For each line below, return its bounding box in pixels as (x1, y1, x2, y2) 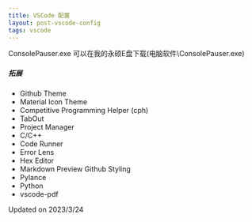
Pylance (19, 173, 47, 182)
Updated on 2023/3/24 (8, 205, 84, 214)
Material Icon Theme (19, 97, 88, 107)
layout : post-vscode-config (8, 19, 101, 27)
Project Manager (19, 122, 74, 132)
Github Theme (19, 88, 67, 99)
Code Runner (19, 139, 63, 149)
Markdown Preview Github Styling (19, 164, 131, 174)
